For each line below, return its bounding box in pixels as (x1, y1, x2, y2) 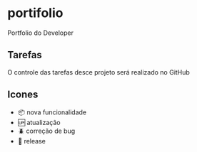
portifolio (7, 5, 64, 21)
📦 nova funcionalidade (17, 108, 87, 116)
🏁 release (17, 136, 46, 145)
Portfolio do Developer (7, 28, 74, 37)
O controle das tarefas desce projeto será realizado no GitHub (7, 67, 191, 76)
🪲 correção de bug (17, 126, 76, 135)
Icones (7, 89, 39, 101)
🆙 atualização (17, 118, 61, 126)
